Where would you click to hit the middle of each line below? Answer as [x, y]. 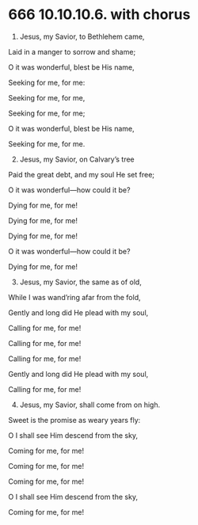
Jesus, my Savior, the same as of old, [81, 282]
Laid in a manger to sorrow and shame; [72, 51]
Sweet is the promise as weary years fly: [74, 420]
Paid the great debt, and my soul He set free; [82, 174]
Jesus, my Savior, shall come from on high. [90, 405]
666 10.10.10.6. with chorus [99, 15]
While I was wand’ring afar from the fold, [74, 297]
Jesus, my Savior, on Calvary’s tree [77, 159]
